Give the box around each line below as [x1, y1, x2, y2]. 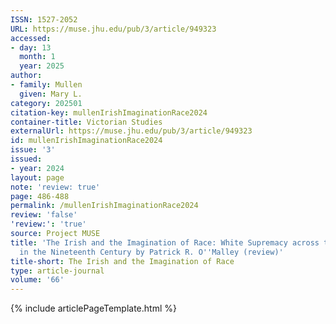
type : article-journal [10, 266, 105, 276]
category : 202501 [10, 98, 83, 108]
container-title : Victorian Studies [10, 117, 163, 127]
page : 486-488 [10, 191, 70, 201]
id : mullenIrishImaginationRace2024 [10, 136, 163, 146]
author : [10, 71, 43, 81]
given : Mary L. [19, 89, 83, 99]
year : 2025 [19, 61, 65, 71]
